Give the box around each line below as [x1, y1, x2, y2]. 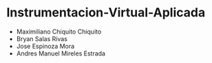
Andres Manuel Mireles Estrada [16, 49, 106, 58]
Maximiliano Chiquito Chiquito [16, 27, 102, 36]
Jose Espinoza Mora [16, 42, 75, 50]
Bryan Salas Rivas [16, 34, 68, 42]
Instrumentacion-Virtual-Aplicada [6, 5, 206, 21]
